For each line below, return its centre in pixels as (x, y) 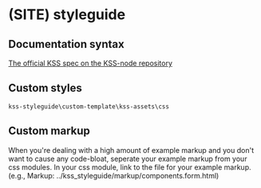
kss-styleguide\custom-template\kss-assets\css (89, 106)
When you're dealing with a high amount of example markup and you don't (131, 150)
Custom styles (45, 88)
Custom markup (49, 131)
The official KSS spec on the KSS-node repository (91, 63)
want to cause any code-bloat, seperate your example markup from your (128, 159)
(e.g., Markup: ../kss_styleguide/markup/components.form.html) (114, 175)
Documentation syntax (67, 44)
